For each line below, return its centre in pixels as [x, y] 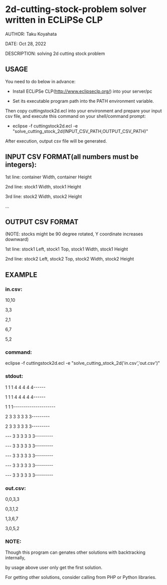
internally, [16, 558]
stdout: [14, 376]
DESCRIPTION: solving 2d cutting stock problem [55, 53]
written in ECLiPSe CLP [54, 20]
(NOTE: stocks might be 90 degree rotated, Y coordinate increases [74, 234]
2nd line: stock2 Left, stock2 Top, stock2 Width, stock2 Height [70, 259]
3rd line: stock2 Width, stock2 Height [44, 196]
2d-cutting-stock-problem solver [76, 9]
